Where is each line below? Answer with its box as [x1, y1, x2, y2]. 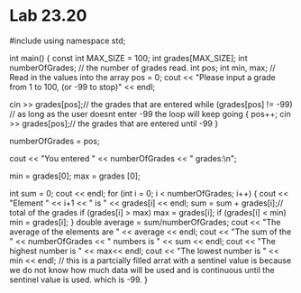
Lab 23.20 [9, 5, 87, 26]
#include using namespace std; [9, 35, 126, 46]
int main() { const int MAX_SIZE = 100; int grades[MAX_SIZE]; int [9, 52, 248, 63]
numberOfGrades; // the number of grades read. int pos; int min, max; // [9, 62, 277, 73]
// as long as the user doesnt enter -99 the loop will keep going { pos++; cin [9, 108, 291, 119]
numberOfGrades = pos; [9, 135, 101, 146]
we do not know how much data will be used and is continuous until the [9, 264, 275, 275]
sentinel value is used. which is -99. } [9, 274, 149, 285]
